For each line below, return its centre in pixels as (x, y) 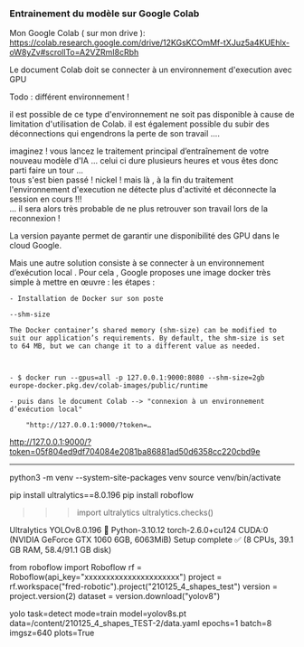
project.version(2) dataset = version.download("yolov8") (115, 596)
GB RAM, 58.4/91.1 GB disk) (61, 550)
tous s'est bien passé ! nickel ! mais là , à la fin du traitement (121, 180)
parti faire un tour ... (47, 171)
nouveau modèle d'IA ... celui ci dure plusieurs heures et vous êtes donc (144, 161)
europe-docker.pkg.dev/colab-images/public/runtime (109, 386)
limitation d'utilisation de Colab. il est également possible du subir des (139, 124)
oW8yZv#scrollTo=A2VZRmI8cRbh (74, 52)
